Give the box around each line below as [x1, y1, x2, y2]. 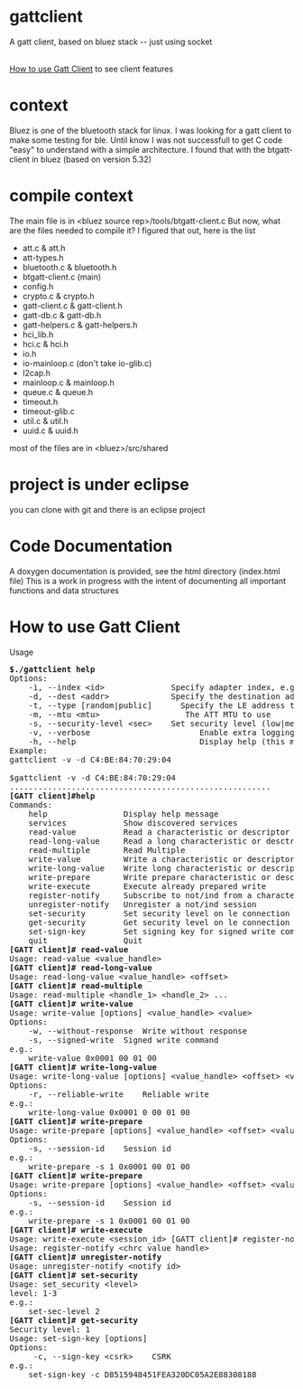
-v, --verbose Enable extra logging [28, 727, 295, 738]
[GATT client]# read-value [9, 944, 129, 955]
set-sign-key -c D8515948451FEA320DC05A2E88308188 [28, 1369, 257, 1380]
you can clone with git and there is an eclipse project [9, 504, 206, 515]
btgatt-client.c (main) [22, 271, 102, 282]
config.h [22, 280, 54, 291]
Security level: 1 [9, 1324, 91, 1335]
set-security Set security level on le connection [28, 908, 290, 919]
